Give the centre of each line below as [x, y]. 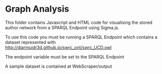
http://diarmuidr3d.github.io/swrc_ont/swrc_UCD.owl [58, 47]
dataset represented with [30, 42]
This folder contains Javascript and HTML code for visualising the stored [79, 22]
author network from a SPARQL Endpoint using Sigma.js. [62, 27]
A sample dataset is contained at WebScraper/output [58, 66]
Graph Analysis [37, 9]
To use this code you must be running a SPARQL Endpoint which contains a [81, 37]
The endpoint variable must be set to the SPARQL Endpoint [65, 56]
